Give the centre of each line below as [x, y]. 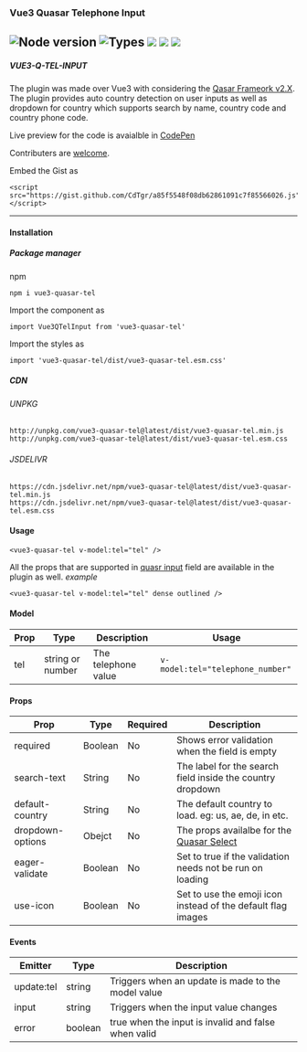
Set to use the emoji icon [230, 895]
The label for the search [228, 767]
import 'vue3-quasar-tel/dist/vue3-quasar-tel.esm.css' [118, 360]
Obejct [98, 836]
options [30, 842]
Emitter [36, 966]
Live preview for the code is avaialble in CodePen [102, 135]
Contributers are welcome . [59, 154]
